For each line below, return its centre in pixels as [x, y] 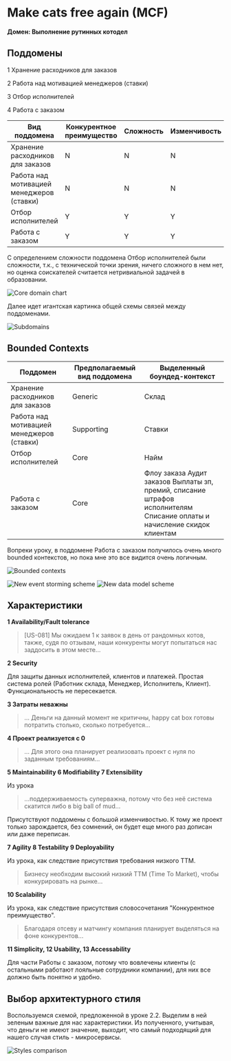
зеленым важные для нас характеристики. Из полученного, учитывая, [111, 1023]
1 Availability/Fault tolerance [48, 622]
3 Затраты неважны [37, 704]
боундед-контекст [182, 376]
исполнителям [168, 507]
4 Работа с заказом [36, 110]
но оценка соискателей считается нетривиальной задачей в [96, 272]
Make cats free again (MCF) [88, 13]
